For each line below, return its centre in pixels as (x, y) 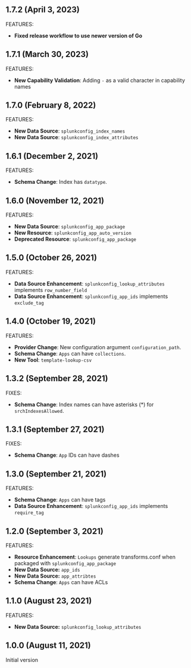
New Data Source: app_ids (47, 569)
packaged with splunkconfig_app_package (65, 563)
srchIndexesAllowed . (39, 410)
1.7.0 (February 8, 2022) (51, 106)
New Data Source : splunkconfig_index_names (70, 131)
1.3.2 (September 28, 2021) (57, 379)
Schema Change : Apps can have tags (60, 500)
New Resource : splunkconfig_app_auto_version (73, 233)
